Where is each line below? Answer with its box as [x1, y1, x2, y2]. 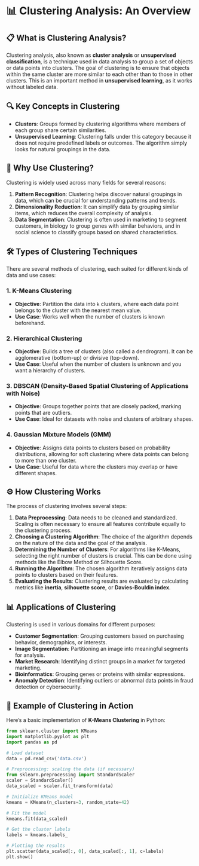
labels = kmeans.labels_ [6, 832, 68, 838]
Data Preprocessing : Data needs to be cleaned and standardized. [14, 514, 177, 521]
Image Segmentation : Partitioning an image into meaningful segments [14, 645, 189, 653]
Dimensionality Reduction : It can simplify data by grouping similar [14, 203, 179, 210]
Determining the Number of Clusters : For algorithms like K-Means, [14, 546, 181, 553]
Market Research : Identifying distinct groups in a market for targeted [14, 658, 185, 665]
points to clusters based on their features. [14, 571, 118, 579]
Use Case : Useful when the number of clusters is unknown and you [14, 360, 182, 368]
